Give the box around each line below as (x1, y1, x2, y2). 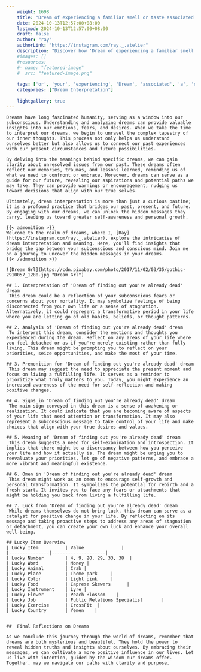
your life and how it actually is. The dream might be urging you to (6, 450, 184, 456)
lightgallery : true (17, 98, 66, 104)
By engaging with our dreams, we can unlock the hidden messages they (6, 209, 186, 215)
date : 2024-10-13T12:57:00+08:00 (17, 20, 100, 26)
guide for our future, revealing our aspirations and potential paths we (6, 177, 194, 183)
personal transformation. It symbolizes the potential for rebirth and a (6, 481, 194, 487)
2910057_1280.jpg (6, 272, 50, 278)
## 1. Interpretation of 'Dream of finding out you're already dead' (6, 282, 184, 288)
